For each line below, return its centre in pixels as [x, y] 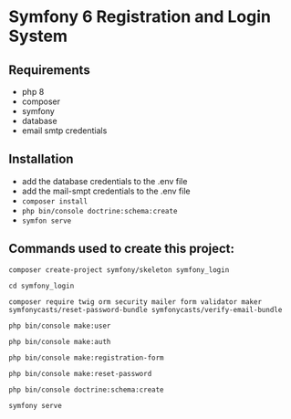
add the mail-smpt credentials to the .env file [106, 191]
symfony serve [36, 405]
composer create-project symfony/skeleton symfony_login [119, 270]
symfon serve [47, 221]
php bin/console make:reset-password [80, 373]
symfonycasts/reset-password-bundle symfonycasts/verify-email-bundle [145, 309]
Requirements [49, 70]
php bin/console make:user [60, 326]
